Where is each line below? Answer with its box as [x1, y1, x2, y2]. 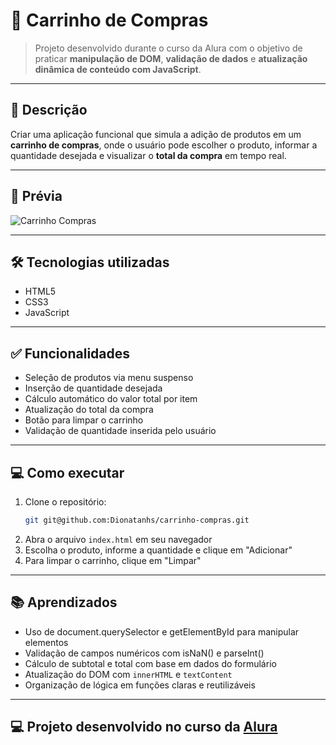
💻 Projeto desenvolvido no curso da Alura [10, 719, 278, 736]
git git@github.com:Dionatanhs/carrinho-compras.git [24, 515, 250, 525]
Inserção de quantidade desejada [24, 382, 163, 394]
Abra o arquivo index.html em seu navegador [24, 533, 213, 545]
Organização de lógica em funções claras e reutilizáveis [24, 679, 256, 691]
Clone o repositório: [24, 496, 107, 508]
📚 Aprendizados [10, 594, 118, 611]
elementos [24, 636, 69, 648]
